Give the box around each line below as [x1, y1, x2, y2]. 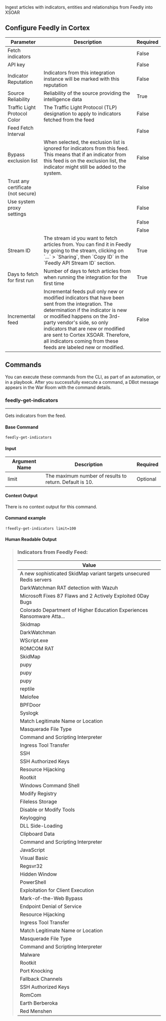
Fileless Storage [19, 798, 57, 805]
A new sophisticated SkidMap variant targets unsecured [19, 570, 150, 577]
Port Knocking [19, 967, 53, 974]
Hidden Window [19, 870, 57, 877]
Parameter [10, 38, 36, 45]
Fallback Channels [19, 975, 63, 982]
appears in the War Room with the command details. [5, 384, 112, 390]
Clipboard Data [19, 830, 55, 837]
